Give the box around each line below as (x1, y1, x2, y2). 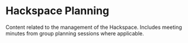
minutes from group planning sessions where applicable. (5, 29, 145, 37)
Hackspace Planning (5, 4, 110, 18)
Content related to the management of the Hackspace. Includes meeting (5, 24, 182, 31)
